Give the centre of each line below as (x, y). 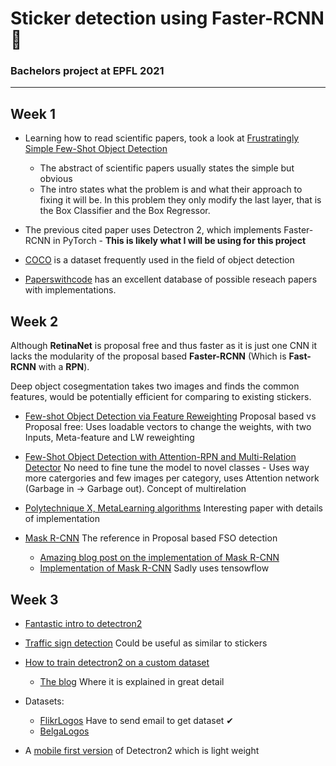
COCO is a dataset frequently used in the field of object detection (159, 260)
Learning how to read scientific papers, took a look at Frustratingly (162, 138)
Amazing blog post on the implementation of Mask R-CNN (159, 558)
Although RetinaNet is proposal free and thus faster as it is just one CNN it (164, 346)
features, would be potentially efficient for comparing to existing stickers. (161, 397)
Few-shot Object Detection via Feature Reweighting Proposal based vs (170, 416)
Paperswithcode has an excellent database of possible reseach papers (171, 279)
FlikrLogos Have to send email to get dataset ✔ (137, 720)
